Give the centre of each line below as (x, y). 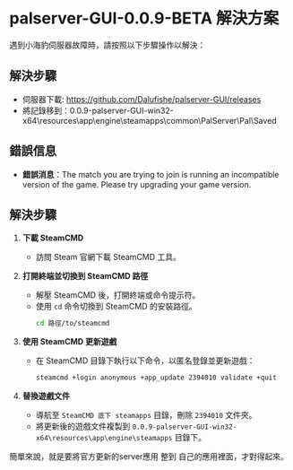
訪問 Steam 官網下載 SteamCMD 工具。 (108, 257)
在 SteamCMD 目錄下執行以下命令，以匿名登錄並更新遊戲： (145, 361)
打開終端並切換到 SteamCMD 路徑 (85, 276)
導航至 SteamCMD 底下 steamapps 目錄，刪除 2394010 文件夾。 (146, 415)
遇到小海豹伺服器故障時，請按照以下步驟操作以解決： (108, 45)
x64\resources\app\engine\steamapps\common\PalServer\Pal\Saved (150, 120)
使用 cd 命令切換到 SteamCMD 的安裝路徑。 (116, 307)
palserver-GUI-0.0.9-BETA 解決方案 (144, 18)
